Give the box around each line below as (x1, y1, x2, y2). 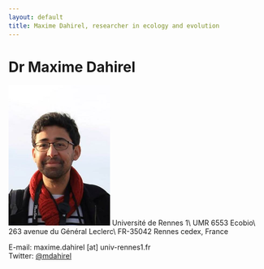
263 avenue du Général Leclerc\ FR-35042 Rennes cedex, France (8, 227, 229, 236)
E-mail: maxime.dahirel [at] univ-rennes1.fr (8, 242, 151, 252)
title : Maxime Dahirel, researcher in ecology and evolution (8, 21, 220, 30)
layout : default (8, 13, 63, 21)
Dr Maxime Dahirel (8, 58, 136, 76)
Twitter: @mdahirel (8, 251, 71, 261)
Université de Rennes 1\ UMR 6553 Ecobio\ (111, 218, 256, 228)
